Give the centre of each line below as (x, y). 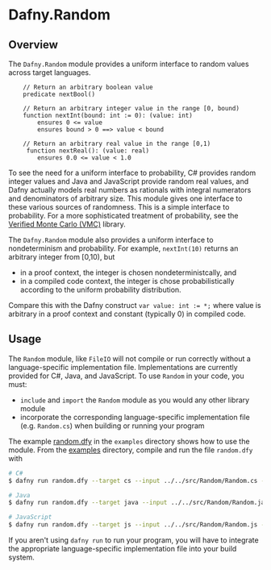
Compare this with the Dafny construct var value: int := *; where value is (135, 305)
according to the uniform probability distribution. (100, 289)
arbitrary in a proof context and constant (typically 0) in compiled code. (127, 314)
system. (21, 557)
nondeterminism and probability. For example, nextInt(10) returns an (123, 248)
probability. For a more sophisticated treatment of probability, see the (123, 216)
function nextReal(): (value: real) (88, 151)
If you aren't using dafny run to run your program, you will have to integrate (134, 540)
